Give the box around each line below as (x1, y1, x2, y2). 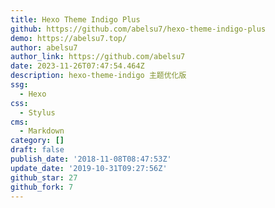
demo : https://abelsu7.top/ (10, 33, 128, 43)
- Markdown (19, 126, 65, 136)
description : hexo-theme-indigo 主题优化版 (10, 71, 187, 81)
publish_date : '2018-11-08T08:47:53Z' (10, 154, 172, 164)
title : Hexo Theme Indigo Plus (10, 14, 141, 25)
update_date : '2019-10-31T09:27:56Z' (10, 163, 168, 173)
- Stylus (19, 107, 56, 118)
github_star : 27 (10, 172, 78, 183)
